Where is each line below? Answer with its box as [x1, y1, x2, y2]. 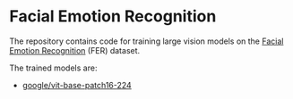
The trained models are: [9, 62, 98, 73]
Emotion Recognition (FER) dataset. [9, 45, 141, 55]
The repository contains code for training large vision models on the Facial [9, 36, 284, 46]
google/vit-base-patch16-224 [22, 79, 132, 90]
